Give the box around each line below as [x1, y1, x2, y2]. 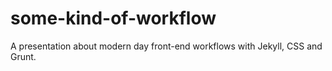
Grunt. [10, 50, 37, 62]
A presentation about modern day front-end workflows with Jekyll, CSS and [10, 40, 323, 52]
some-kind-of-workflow [10, 7, 217, 30]
